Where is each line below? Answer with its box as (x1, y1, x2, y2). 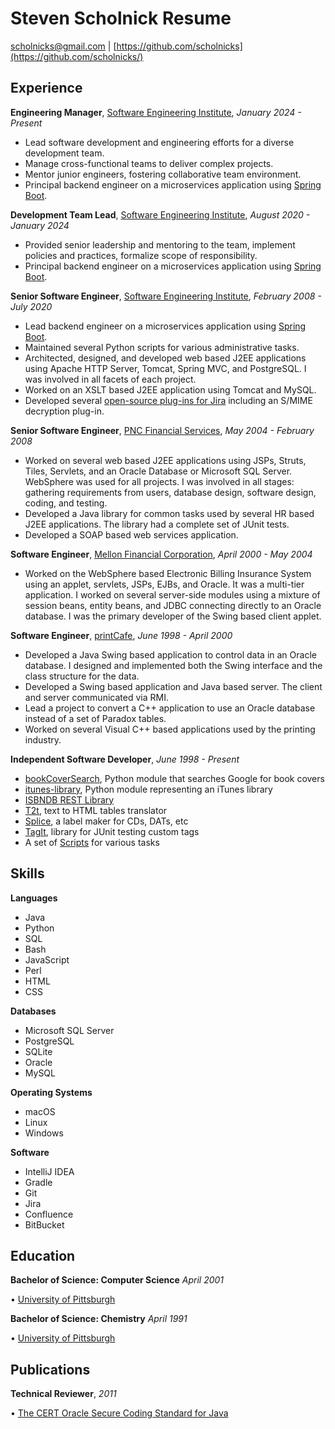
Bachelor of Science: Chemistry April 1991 (10, 1313, 188, 1325)
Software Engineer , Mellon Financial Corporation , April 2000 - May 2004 (10, 548, 313, 560)
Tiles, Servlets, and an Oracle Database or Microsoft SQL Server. (24, 465, 293, 477)
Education (10, 1247, 76, 1264)
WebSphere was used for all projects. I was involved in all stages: (24, 475, 295, 487)
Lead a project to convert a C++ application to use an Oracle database (24, 702, 316, 714)
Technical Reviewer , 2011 (10, 1388, 117, 1400)
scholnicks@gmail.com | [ (10, 40, 117, 52)
